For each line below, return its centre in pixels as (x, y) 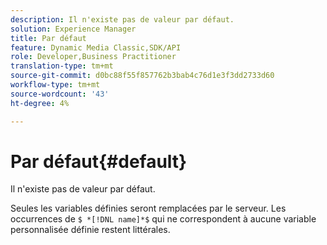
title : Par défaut (48, 38)
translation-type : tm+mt (62, 66)
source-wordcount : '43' (60, 94)
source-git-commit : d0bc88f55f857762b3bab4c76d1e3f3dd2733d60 (142, 76)
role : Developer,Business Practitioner (93, 57)
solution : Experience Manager (73, 29)
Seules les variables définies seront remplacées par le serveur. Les (148, 208)
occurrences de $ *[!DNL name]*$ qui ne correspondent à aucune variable (163, 219)
